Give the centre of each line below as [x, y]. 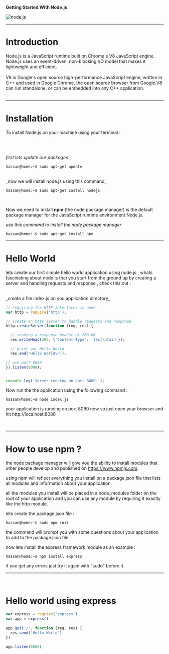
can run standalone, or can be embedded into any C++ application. [75, 88]
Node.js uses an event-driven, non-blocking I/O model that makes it [76, 61]
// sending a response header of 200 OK [53, 335]
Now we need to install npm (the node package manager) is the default [79, 209]
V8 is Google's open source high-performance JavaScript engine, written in [84, 77]
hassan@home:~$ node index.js [37, 400]
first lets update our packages [37, 157]
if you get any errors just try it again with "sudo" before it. [65, 566]
